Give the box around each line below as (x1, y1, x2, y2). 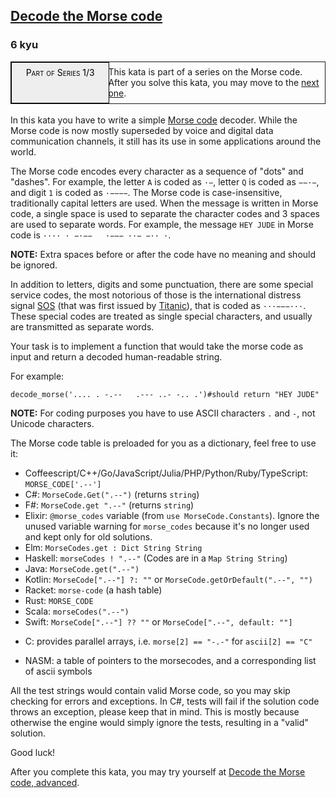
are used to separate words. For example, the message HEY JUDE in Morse (10, 218, 314, 230)
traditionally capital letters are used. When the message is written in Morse (10, 197, 319, 209)
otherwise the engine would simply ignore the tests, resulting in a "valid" (10, 716, 309, 728)
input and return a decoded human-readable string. (10, 350, 223, 363)
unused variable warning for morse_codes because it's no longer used (24, 520, 310, 532)
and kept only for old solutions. (24, 530, 153, 543)
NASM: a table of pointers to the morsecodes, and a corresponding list (24, 654, 317, 666)
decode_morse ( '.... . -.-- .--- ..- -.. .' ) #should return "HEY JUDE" (10, 389, 320, 399)
